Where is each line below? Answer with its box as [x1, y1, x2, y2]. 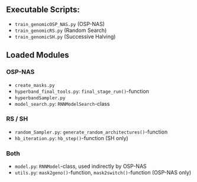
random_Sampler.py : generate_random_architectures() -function [14, 128, 168, 135]
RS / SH [6, 115, 28, 123]
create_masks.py [14, 82, 55, 88]
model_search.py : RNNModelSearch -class [14, 100, 110, 107]
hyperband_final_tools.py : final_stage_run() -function [14, 87, 150, 95]
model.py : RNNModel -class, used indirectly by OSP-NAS [14, 162, 147, 170]
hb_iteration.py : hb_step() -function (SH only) [14, 134, 128, 141]
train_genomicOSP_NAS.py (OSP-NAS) [14, 20, 105, 27]
